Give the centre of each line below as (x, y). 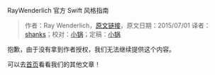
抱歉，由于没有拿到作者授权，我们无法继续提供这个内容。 (91, 49)
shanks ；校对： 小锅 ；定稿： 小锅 (72, 34)
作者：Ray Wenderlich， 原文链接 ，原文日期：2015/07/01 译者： (117, 25)
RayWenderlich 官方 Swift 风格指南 (58, 10)
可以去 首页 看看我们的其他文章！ (54, 64)
